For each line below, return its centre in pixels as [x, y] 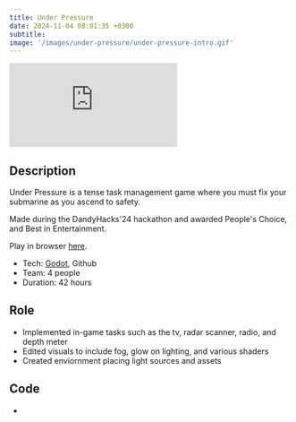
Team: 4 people [51, 273]
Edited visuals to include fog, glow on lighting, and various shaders [145, 351]
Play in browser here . [48, 246]
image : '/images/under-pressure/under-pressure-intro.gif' [122, 43]
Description [42, 171]
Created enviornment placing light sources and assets [122, 360]
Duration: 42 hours [57, 282]
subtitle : [28, 34]
